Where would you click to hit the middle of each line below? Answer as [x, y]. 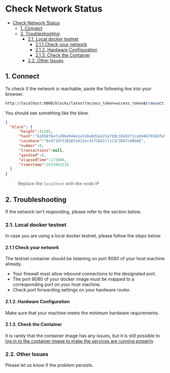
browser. [14, 94]
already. [14, 264]
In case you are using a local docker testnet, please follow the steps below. [83, 236]
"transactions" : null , [41, 150]
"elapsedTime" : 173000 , [42, 160]
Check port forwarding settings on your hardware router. [72, 290]
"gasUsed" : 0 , [32, 155]
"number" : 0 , [31, 146]
